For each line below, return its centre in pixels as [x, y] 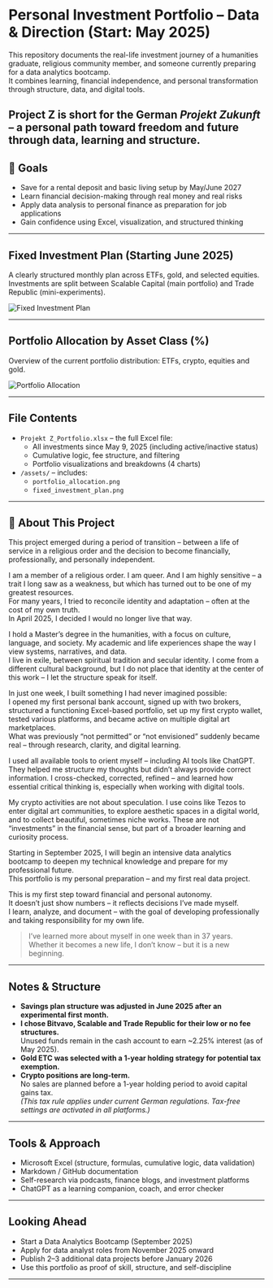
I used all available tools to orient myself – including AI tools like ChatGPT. [132, 761]
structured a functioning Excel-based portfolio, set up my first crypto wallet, [135, 711]
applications [41, 214]
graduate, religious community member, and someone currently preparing [132, 63]
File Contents [43, 418]
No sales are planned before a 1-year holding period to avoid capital [134, 1084]
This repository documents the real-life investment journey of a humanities [133, 54]
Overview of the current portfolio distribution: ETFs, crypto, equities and [129, 360]
